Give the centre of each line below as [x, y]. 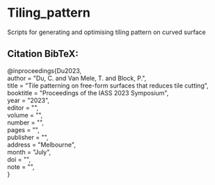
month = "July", [29, 152]
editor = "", [23, 107]
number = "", [25, 122]
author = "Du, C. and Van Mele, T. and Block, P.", [77, 78]
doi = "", [19, 159]
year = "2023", [29, 100]
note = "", [21, 167]
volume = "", [25, 115]
